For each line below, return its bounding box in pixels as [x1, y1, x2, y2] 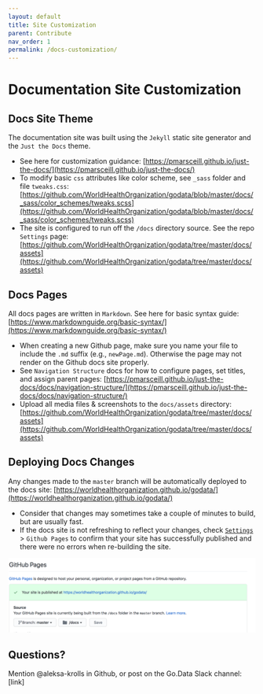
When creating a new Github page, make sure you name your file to [19, 341, 238, 350]
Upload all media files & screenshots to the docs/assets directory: [19, 399, 232, 408]
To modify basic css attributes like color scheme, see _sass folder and [19, 173, 246, 183]
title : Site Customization [8, 20, 97, 29]
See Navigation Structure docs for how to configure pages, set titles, [19, 366, 246, 375]
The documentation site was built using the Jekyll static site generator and [8, 133, 251, 142]
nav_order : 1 [8, 38, 51, 46]
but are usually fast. [19, 516, 84, 526]
